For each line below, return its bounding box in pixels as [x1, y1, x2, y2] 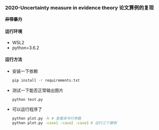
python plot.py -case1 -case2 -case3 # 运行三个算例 [12, 121, 117, 126]
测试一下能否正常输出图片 [12, 87, 64, 93]
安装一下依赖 [12, 68, 38, 74]
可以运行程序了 [12, 106, 42, 112]
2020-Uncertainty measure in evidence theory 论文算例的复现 [5, 4, 154, 11]
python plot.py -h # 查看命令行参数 [12, 116, 82, 121]
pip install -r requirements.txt [12, 78, 80, 83]
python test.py [12, 97, 43, 102]
